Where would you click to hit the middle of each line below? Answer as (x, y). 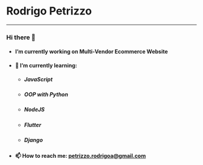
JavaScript (38, 79)
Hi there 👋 (21, 37)
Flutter (33, 125)
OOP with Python (46, 95)
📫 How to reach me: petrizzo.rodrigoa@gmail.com (80, 155)
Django (34, 140)
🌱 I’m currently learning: (46, 66)
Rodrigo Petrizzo (49, 11)
